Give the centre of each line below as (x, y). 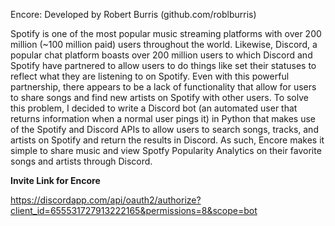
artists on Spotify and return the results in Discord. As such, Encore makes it (167, 140)
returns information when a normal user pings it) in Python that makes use (163, 118)
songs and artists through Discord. (81, 161)
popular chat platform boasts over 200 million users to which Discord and (161, 55)
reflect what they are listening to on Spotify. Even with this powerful (150, 76)
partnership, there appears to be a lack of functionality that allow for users (163, 87)
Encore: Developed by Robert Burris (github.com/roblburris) (133, 14)
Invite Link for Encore (55, 180)
